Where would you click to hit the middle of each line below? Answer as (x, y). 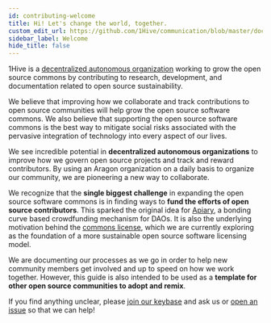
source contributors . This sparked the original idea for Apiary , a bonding (130, 210)
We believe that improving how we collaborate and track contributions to (129, 102)
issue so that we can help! (52, 310)
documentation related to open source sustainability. (96, 86)
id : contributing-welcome (52, 16)
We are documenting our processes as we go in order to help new (118, 260)
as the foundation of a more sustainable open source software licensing (128, 236)
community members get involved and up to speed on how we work (121, 269)
